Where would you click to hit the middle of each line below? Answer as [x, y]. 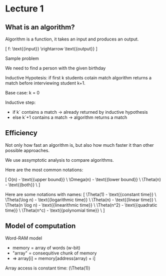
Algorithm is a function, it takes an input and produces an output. [72, 39]
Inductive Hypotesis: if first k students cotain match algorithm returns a [78, 78]
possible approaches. [27, 150]
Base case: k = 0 [22, 93]
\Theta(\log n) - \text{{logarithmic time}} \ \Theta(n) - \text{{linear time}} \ [81, 200]
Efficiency [21, 133]
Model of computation [40, 226]
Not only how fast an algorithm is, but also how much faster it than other [79, 145]
